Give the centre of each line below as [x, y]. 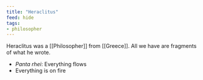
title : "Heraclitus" [33, 12]
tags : [13, 23]
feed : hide [20, 18]
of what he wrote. [28, 53]
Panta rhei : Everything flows [51, 64]
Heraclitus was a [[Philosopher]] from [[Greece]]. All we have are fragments [101, 46]
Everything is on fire [40, 71]
